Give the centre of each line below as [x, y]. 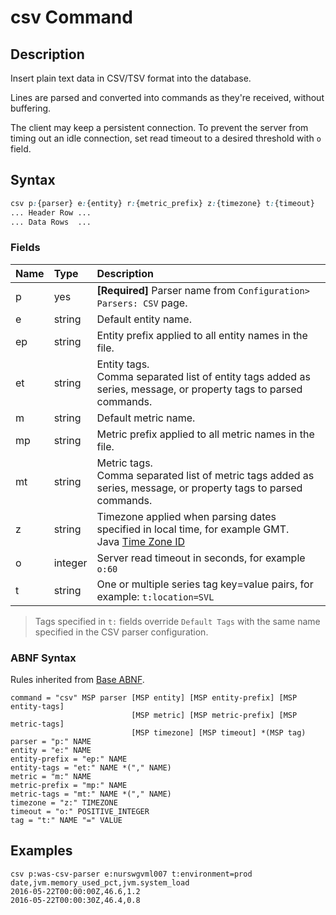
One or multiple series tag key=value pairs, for [205, 584]
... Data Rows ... [51, 222]
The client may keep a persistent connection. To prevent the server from [159, 127]
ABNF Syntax [43, 658]
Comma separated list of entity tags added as [203, 376]
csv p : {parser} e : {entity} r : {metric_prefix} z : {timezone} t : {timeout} [162, 203]
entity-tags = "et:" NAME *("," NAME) [91, 768]
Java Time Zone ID [141, 541]
